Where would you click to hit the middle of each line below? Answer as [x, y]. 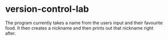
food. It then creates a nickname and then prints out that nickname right [79, 28]
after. [11, 33]
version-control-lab [47, 9]
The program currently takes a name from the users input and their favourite [84, 23]
